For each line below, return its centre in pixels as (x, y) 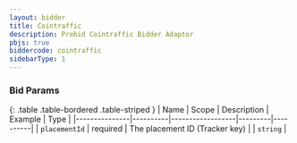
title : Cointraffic (46, 26)
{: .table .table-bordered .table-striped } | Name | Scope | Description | (139, 110)
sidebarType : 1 (38, 59)
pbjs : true (30, 42)
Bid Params (34, 90)
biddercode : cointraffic (55, 51)
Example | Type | (40, 119)
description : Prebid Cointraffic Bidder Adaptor (102, 34)
